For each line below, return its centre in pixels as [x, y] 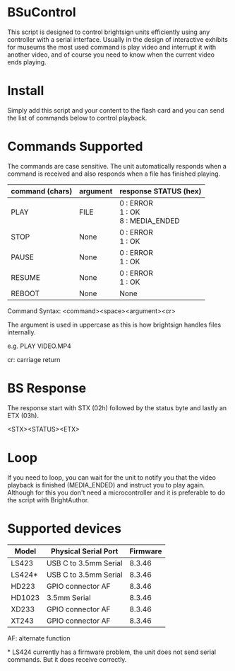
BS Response [47, 388]
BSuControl [42, 12]
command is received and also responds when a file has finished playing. [114, 174]
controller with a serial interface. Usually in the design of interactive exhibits [117, 39]
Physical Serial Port [84, 551]
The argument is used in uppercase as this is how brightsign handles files [114, 325]
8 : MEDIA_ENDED [150, 220]
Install [26, 91]
